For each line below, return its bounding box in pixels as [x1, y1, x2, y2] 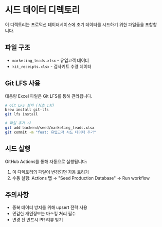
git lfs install [5, 112, 38, 117]
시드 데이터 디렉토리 [5, 4, 80, 16]
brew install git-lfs [5, 107, 49, 113]
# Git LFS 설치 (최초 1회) [5, 103, 55, 108]
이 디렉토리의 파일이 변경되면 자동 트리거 [12, 169, 89, 175]
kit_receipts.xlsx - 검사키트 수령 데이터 [12, 63, 91, 69]
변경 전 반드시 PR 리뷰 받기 [12, 217, 63, 223]
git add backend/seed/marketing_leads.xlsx [5, 125, 95, 130]
